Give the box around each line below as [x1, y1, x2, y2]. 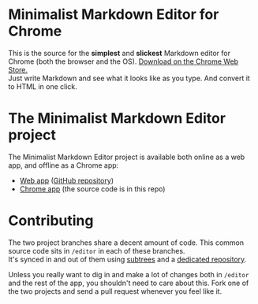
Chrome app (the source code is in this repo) [19, 184, 166, 194]
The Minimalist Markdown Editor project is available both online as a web [8, 152, 245, 161]
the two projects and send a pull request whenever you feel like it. [8, 286, 222, 296]
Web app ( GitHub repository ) [19, 176, 114, 185]
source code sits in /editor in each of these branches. [8, 246, 185, 255]
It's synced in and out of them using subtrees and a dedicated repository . [8, 254, 247, 264]
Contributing [8, 212, 94, 230]
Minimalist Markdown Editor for [8, 6, 219, 24]
